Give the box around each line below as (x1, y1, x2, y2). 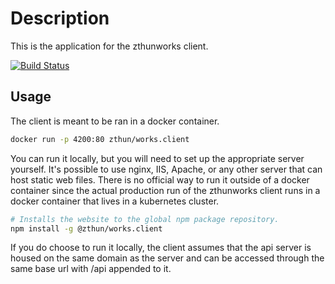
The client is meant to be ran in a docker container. (10, 115, 220, 127)
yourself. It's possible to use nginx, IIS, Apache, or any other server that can (10, 163, 323, 175)
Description (10, 7, 110, 30)
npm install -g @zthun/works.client (10, 223, 163, 234)
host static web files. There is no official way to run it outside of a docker (10, 173, 310, 186)
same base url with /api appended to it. (10, 263, 172, 275)
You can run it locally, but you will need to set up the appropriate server (10, 152, 305, 164)
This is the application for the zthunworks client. (10, 40, 209, 52)
